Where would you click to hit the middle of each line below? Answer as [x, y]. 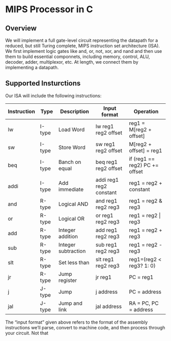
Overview [21, 28]
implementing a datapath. [32, 67]
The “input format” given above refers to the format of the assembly [77, 322]
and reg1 [107, 201]
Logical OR [72, 218]
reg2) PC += [144, 165]
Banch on [70, 162]
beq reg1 [107, 162]
